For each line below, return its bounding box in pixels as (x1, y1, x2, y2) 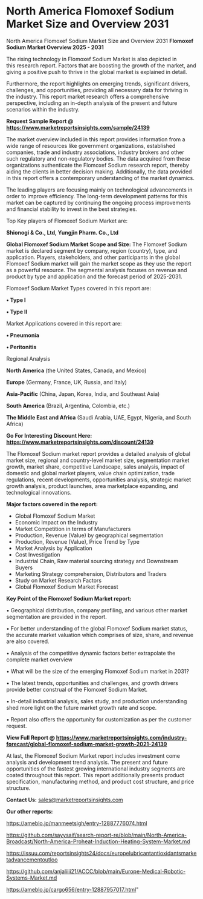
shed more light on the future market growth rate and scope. (6, 704, 157, 711)
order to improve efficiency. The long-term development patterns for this (6, 192, 187, 199)
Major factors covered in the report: (6, 500, 98, 507)
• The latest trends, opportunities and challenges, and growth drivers (6, 679, 178, 686)
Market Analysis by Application (14, 544, 92, 552)
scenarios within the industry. (6, 105, 80, 113)
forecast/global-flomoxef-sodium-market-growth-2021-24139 (6, 740, 167, 747)
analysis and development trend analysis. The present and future (6, 758, 168, 766)
